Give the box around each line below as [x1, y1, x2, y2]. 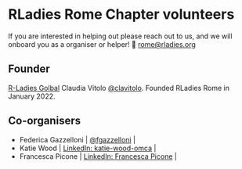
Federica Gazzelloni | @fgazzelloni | [19, 135, 135, 144]
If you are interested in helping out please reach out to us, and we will [8, 31, 233, 41]
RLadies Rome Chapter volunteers [8, 5, 235, 23]
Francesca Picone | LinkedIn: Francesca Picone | [19, 151, 178, 161]
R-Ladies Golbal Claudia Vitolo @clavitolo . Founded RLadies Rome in [8, 83, 229, 92]
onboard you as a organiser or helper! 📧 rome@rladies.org [8, 39, 196, 49]
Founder [8, 63, 51, 76]
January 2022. [8, 92, 56, 101]
